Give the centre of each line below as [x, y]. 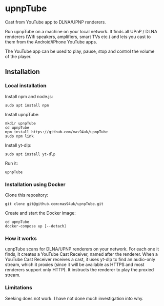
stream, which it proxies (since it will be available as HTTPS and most [75, 265]
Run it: [11, 163]
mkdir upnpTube [20, 123]
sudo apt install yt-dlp [30, 154]
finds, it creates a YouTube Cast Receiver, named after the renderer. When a [82, 254]
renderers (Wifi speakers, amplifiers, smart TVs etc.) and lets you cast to [78, 37]
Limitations [19, 287]
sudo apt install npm [27, 105]
